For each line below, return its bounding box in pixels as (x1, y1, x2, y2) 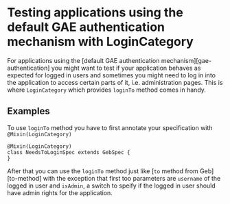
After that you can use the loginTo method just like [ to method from (7, 166, 199, 175)
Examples (7, 105, 50, 117)
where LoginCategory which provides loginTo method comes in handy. (7, 86, 206, 94)
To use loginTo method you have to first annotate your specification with (7, 123, 213, 131)
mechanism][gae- (161, 56, 211, 64)
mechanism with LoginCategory (7, 34, 194, 49)
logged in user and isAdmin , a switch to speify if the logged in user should (7, 181, 216, 190)
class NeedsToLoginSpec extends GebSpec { (7, 149, 130, 155)
